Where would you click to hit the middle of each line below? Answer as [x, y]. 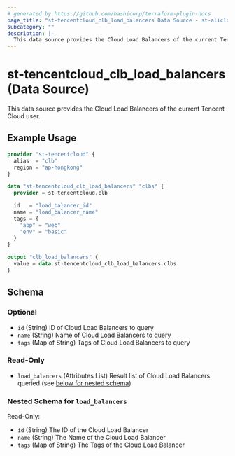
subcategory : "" [31, 27]
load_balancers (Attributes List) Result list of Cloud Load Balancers [114, 375]
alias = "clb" [36, 161]
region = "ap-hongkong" [48, 167]
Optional [22, 312]
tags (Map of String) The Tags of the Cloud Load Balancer [101, 445]
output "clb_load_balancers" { [53, 257]
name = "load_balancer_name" [56, 212]
